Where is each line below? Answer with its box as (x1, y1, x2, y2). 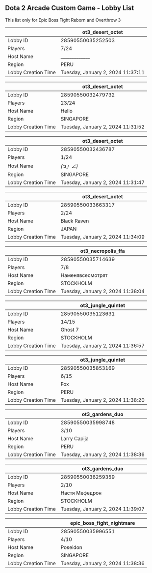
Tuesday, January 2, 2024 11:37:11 (60, 69, 145, 76)
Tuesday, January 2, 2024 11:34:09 (60, 233, 145, 240)
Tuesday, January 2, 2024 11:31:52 (60, 123, 145, 130)
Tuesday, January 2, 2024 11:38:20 (60, 396, 145, 403)
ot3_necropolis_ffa (80, 247, 125, 254)
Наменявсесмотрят (60, 271, 108, 278)
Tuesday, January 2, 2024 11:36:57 (60, 342, 145, 349)
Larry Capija (60, 435, 89, 442)
